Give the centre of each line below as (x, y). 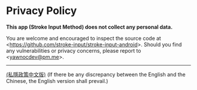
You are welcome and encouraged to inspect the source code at (84, 38)
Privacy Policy (42, 11)
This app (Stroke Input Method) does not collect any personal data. (89, 27)
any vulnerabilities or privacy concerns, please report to (74, 50)
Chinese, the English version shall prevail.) (57, 81)
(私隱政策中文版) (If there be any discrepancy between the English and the (96, 74)
